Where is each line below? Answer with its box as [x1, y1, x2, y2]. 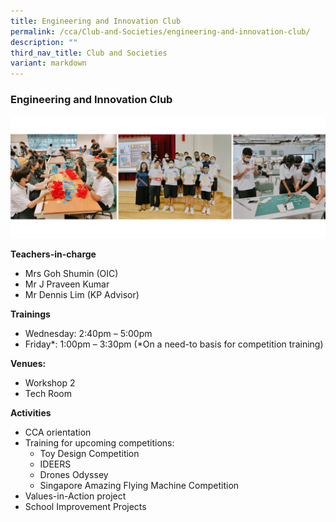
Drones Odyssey [39, 469, 109, 481]
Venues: [10, 358, 47, 370]
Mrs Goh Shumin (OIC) [24, 268, 119, 280]
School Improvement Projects [24, 501, 147, 513]
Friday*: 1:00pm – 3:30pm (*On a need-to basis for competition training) [24, 338, 324, 350]
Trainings [10, 308, 51, 320]
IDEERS [39, 458, 72, 470]
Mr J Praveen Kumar [24, 278, 110, 290]
